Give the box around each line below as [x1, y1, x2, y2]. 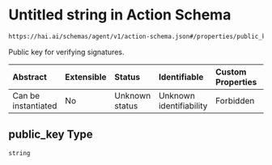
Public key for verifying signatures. [8, 47, 125, 57]
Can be [12, 90, 40, 101]
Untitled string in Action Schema [8, 6, 232, 24]
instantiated [12, 99, 57, 111]
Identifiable [158, 71, 204, 82]
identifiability [158, 99, 208, 111]
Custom [215, 66, 247, 78]
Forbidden [215, 95, 255, 106]
